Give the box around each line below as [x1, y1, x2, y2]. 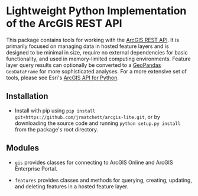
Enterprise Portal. [14, 165, 58, 172]
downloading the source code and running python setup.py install [14, 120, 181, 127]
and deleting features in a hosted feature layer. [14, 182, 129, 190]
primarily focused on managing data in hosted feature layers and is [6, 43, 170, 50]
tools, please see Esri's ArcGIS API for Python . [6, 74, 119, 81]
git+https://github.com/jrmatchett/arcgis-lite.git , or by [14, 113, 161, 120]
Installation [6, 91, 48, 101]
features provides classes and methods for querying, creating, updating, [14, 176, 192, 184]
